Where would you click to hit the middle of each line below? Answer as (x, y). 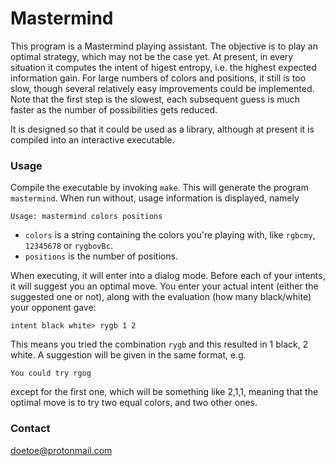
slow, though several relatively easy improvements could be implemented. (162, 88)
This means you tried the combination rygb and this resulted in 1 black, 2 (159, 344)
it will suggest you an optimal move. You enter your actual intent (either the (164, 286)
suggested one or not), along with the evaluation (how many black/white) (161, 297)
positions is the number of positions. (101, 256)
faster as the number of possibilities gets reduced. (114, 109)
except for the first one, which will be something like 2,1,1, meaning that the (164, 392)
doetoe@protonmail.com (61, 450)
